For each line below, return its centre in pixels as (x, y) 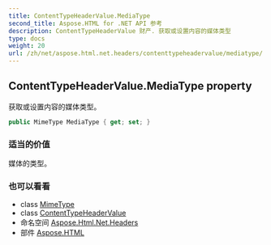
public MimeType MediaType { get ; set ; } (80, 122)
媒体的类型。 (30, 163)
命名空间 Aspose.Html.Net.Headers (79, 222)
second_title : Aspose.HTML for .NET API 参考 (85, 23)
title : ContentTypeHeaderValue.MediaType (80, 16)
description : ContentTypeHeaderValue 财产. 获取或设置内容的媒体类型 (120, 31)
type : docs (27, 38)
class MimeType (47, 205)
